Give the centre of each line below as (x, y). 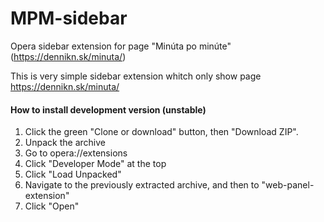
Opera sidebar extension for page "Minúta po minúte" (121, 46)
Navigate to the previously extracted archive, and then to (142, 185)
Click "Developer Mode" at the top (95, 164)
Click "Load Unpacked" (73, 174)
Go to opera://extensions (76, 153)
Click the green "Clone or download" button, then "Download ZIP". (161, 132)
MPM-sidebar (69, 18)
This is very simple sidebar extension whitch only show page (136, 76)
